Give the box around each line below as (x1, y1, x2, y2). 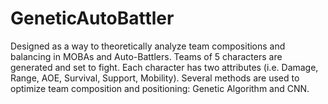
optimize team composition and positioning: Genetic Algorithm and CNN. (10, 82, 310, 94)
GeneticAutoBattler (10, 7, 175, 30)
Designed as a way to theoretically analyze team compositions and (10, 40, 286, 52)
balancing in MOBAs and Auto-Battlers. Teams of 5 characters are (10, 50, 283, 62)
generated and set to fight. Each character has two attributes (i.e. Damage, (10, 61, 319, 73)
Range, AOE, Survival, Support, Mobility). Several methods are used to (10, 72, 300, 84)
